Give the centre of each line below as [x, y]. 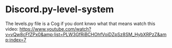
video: [12, 29]
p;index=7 [16, 40]
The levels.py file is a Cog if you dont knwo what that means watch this [80, 23]
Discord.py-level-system [60, 9]
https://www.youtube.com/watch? [56, 29]
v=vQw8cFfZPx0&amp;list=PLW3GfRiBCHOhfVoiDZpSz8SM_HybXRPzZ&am [86, 34]
